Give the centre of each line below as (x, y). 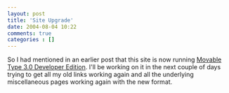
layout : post (26, 14)
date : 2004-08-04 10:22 (42, 27)
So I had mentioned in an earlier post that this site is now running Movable (115, 59)
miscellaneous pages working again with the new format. (90, 82)
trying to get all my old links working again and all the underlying (101, 75)
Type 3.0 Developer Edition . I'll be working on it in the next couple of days (114, 67)
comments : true (30, 33)
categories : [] (31, 40)
